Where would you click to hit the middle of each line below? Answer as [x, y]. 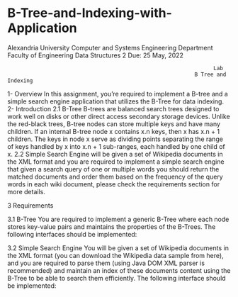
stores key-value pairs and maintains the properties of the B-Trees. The [112, 226]
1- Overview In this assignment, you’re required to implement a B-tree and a [118, 94]
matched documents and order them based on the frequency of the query [115, 176]
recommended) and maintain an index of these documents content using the [119, 270]
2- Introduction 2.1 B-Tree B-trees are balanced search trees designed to [113, 108]
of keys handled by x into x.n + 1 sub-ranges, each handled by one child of [116, 146]
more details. [27, 191]
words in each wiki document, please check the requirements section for [114, 184]
